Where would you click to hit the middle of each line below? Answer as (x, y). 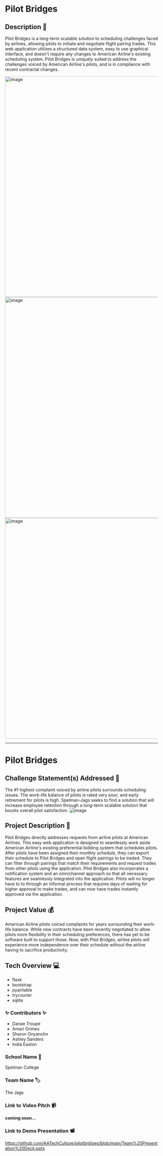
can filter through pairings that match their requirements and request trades (81, 863)
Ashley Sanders (28, 1039)
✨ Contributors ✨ (26, 1013)
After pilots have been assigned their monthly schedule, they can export (77, 853)
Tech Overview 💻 (32, 966)
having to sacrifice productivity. (37, 950)
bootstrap (22, 985)
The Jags (15, 1092)
